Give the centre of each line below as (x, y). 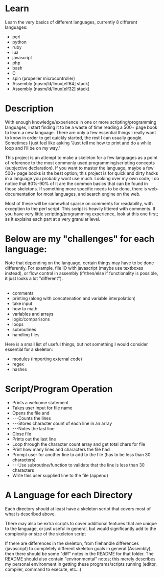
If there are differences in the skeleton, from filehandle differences (72, 543)
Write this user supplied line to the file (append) (60, 475)
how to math (25, 308)
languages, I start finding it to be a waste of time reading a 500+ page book (81, 127)
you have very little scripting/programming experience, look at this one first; (82, 214)
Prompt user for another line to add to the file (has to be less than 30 (81, 454)
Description (29, 109)
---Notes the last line (33, 428)
